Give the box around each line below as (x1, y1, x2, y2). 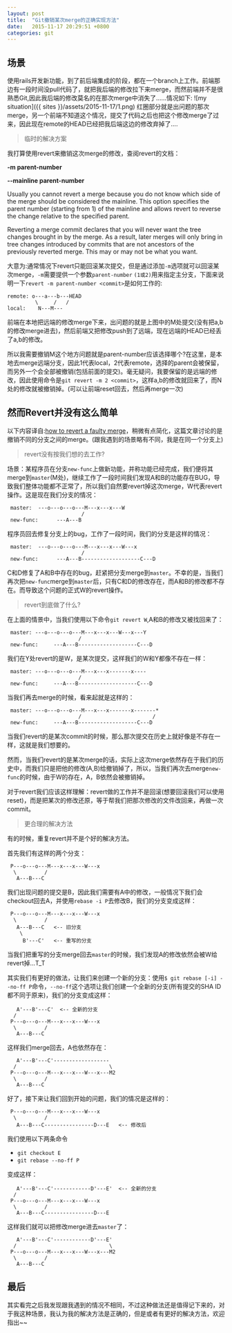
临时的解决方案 (23, 134, 67, 143)
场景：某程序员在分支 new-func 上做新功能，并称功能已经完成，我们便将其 (7, 465, 214, 473)
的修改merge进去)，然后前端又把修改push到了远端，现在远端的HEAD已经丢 (7, 327, 222, 335)
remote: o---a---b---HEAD (7, 293, 81, 300)
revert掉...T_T (7, 958, 46, 967)
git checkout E (17, 1149, 61, 1156)
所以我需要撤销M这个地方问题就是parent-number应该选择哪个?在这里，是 (7, 350, 216, 359)
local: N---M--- (7, 305, 64, 312)
